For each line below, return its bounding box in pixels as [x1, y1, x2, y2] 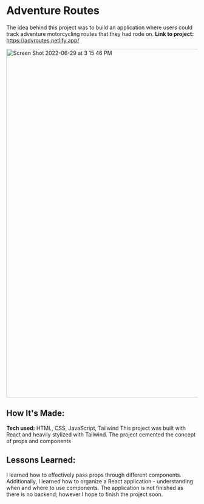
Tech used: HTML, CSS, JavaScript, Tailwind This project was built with [6, 424, 186, 432]
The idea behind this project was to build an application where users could [6, 24, 193, 31]
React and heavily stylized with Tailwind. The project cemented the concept [6, 430, 196, 438]
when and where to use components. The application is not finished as [6, 484, 183, 491]
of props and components [6, 437, 72, 444]
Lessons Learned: [6, 455, 76, 466]
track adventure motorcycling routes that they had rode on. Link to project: [6, 30, 194, 37]
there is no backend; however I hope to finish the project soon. [6, 491, 163, 498]
